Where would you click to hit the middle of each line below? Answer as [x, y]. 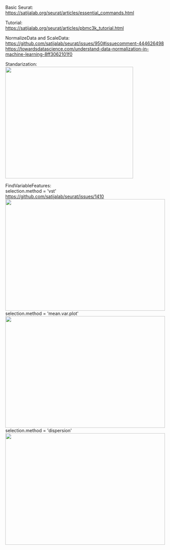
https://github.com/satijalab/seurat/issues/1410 [55, 196]
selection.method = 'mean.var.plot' [42, 314]
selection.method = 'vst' [31, 191]
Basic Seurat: [19, 7]
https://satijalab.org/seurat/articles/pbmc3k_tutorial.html [65, 28]
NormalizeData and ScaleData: [38, 38]
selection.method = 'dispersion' [39, 430]
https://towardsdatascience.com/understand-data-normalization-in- [77, 49]
